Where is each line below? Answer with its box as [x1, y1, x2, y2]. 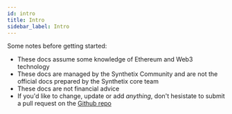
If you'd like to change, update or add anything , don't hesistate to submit [17, 92, 225, 100]
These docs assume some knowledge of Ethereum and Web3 [17, 55, 193, 64]
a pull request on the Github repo [17, 99, 112, 108]
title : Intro [7, 17, 45, 23]
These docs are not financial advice [17, 84, 120, 93]
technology [17, 63, 50, 71]
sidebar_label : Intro [7, 23, 70, 30]
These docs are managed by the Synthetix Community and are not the [17, 70, 218, 78]
